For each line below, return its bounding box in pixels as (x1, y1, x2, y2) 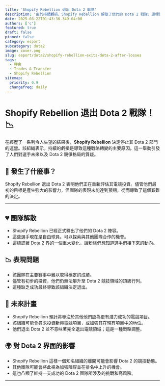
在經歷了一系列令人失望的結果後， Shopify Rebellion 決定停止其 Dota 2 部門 (5, 139, 158, 145)
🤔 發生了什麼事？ (5, 167, 56, 176)
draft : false (5, 30, 32, 35)
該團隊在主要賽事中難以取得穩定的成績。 (12, 272, 94, 278)
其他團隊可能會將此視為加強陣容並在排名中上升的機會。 (12, 364, 124, 370)
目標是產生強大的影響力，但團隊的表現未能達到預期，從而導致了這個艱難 (13, 187, 160, 193)
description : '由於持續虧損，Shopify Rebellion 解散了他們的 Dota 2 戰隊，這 (5, 12, 156, 17)
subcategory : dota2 (5, 44, 45, 49)
